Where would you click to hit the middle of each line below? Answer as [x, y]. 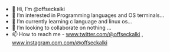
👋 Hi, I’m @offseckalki [38, 9]
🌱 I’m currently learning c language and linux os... [72, 21]
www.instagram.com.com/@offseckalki [60, 43]
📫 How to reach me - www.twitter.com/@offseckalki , [77, 34]
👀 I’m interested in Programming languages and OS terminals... [88, 15]
